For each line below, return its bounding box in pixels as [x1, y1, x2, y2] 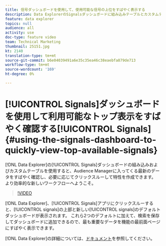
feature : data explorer [5, 16, 54, 21]
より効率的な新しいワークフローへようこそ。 [5, 180, 96, 186]
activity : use [5, 30, 35, 35]
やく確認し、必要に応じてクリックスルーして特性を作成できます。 [22, 174, 156, 180]
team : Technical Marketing [5, 40, 61, 44]
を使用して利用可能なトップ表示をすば [5, 111, 161, 123]
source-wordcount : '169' [5, 67, 56, 72]
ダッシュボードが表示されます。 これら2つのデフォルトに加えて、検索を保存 [5, 212, 160, 218]
